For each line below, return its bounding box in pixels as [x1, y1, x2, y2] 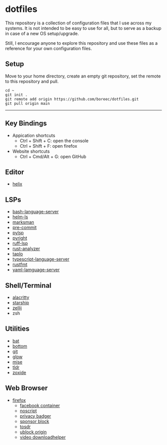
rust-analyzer [12, 246, 40, 252]
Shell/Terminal [5, 281, 52, 289]
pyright [12, 235, 27, 241]
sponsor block [19, 418, 50, 424]
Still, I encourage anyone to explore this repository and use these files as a [5, 40, 158, 46]
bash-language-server [12, 209, 59, 215]
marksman [12, 219, 34, 225]
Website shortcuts [12, 148, 50, 154]
